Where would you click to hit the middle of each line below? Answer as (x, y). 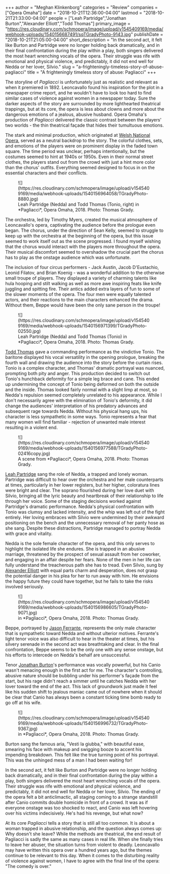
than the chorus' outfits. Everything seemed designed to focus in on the (80, 168)
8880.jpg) (28, 199)
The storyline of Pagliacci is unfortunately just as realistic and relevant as (82, 82)
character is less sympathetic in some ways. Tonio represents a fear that (81, 417)
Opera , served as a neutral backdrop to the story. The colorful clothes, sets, (84, 140)
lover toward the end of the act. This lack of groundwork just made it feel (81, 686)
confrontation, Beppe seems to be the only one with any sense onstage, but (84, 650)
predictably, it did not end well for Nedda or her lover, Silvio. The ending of (83, 792)
